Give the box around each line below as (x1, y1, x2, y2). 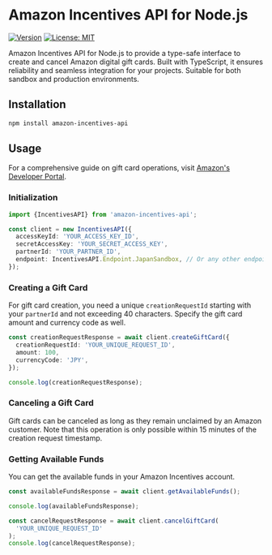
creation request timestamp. (8, 432, 103, 443)
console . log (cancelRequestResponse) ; (8, 540, 136, 548)
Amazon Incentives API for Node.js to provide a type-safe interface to (8, 48, 241, 58)
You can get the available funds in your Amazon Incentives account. (8, 472, 236, 481)
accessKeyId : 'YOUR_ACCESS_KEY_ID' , (15, 233, 139, 241)
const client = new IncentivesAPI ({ (8, 225, 132, 233)
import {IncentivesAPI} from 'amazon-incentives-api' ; (8, 210, 198, 218)
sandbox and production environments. (8, 74, 140, 84)
